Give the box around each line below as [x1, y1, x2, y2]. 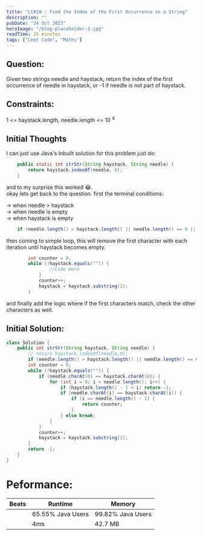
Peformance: [6, 477, 73, 491]
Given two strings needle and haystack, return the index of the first [6, 75, 173, 82]
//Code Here [49, 266, 80, 272]
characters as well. [6, 306, 53, 313]
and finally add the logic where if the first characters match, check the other [6, 299, 196, 307]
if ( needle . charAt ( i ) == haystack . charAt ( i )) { [60, 390, 182, 396]
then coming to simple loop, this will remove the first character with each [6, 237, 187, 244]
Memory [111, 499, 136, 508]
